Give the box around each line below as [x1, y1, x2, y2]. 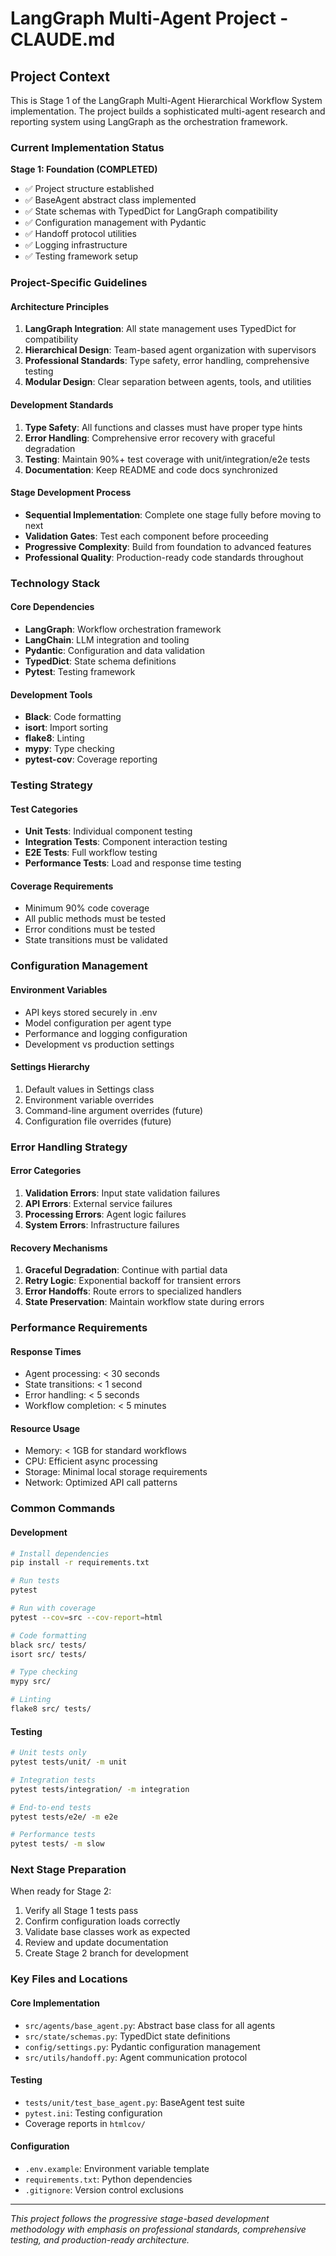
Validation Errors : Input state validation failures [24, 1187, 221, 1199]
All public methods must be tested [24, 913, 167, 925]
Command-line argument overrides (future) [24, 1104, 204, 1116]
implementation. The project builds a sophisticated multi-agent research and [10, 105, 326, 117]
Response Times [10, 1345, 82, 1357]
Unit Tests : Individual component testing [24, 825, 193, 837]
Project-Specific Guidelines [10, 276, 148, 290]
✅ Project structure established [24, 183, 155, 195]
